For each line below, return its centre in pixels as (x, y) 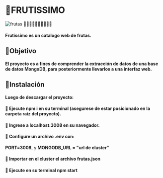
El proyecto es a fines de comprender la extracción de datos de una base (81, 64)
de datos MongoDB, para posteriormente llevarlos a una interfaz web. (79, 69)
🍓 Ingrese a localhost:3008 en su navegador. (52, 125)
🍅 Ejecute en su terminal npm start (41, 171)
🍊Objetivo (21, 51)
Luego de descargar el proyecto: (40, 97)
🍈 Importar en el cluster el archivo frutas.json (53, 159)
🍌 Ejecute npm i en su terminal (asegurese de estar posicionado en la (78, 108)
